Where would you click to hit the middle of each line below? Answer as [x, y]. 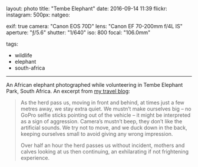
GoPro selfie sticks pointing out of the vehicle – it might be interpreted [105, 115]
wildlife [23, 55]
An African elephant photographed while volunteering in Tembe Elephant [95, 85]
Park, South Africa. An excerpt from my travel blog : [68, 91]
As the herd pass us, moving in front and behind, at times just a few [102, 102]
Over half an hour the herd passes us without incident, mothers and [103, 145]
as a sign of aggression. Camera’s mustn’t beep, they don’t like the [101, 121]
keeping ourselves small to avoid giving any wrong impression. [97, 134]
